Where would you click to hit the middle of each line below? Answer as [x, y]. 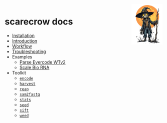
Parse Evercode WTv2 [42, 62]
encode [26, 78]
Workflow [22, 46]
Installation [23, 35]
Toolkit [19, 72]
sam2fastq [30, 94]
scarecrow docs [39, 22]
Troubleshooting [29, 51]
